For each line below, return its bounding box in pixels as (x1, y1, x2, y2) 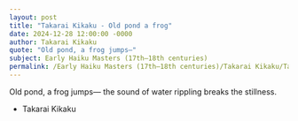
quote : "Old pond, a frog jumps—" (9, 46, 137, 55)
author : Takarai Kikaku (9, 37, 98, 47)
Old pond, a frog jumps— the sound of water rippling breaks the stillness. (9, 86, 278, 97)
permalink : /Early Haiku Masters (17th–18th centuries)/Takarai (9, 63, 252, 72)
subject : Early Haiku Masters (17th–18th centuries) (9, 54, 208, 63)
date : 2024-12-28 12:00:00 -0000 (9, 29, 133, 38)
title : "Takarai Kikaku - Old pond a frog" (9, 21, 173, 30)
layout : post (9, 12, 58, 22)
